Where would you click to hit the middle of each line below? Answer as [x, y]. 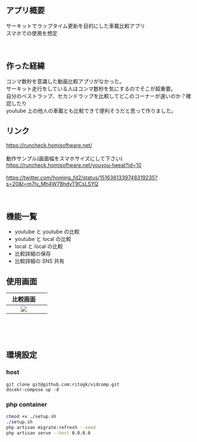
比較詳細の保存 [33, 254]
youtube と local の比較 [43, 239]
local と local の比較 [39, 246]
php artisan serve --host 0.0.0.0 [49, 433]
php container [27, 404]
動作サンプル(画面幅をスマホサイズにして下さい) [64, 159]
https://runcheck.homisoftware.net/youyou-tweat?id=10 [74, 165]
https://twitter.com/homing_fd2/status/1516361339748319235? [82, 178]
